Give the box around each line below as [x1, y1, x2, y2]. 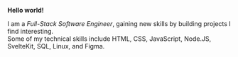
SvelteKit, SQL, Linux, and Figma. [7, 42, 105, 50]
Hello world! [7, 6, 44, 14]
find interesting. [7, 27, 54, 35]
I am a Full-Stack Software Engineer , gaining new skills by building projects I [7, 20, 231, 27]
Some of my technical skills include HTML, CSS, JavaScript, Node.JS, [7, 34, 212, 43]
